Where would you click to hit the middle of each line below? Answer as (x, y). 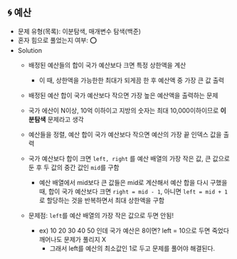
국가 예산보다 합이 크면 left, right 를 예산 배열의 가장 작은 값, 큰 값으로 (129, 158)
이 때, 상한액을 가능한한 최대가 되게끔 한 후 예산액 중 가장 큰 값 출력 (132, 80)
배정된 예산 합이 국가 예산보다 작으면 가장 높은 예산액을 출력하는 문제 (123, 95)
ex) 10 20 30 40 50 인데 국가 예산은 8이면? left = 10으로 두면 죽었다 (134, 231)
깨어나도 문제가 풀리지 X (73, 239)
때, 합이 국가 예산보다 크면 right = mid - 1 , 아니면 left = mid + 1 (133, 191)
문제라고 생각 (65, 119)
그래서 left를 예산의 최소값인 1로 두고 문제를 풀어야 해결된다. (132, 248)
